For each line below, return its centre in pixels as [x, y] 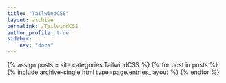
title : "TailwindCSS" [38, 13]
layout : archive [30, 20]
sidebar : [20, 39]
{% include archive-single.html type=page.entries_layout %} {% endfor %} [113, 72]
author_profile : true [38, 33]
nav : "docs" [37, 45]
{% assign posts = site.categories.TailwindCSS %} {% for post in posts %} [113, 65]
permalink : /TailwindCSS [43, 26]
